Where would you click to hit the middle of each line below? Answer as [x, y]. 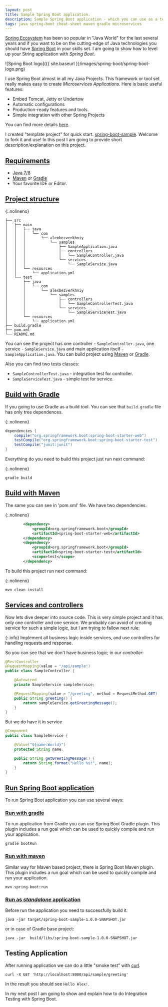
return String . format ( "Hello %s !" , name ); [68, 763]
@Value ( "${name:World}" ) [40, 745]
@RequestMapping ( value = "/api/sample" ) [48, 666]
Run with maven [25, 856]
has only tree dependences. [34, 412]
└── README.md [20, 334]
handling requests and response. [39, 643]
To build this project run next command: [46, 571]
